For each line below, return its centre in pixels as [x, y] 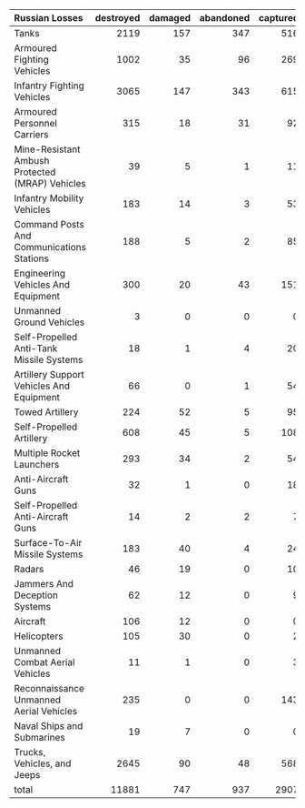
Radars [29, 569]
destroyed [118, 18]
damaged [170, 18]
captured [279, 18]
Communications [50, 247]
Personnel [35, 123]
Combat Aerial [44, 662]
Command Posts [49, 224]
